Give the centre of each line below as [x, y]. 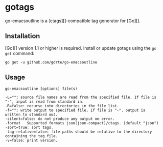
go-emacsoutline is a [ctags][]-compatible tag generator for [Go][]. [73, 21]
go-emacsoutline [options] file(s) [41, 88]
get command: [20, 53]
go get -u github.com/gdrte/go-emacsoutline [51, 62]
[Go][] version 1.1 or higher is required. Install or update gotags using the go [81, 48]
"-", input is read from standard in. [45, 102]
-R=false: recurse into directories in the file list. [62, 106]
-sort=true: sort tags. [29, 127]
